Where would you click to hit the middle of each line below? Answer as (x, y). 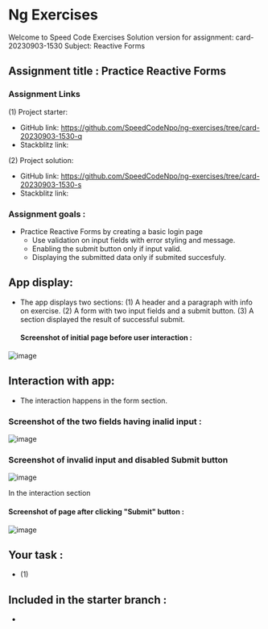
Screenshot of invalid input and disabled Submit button (118, 459)
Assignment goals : (47, 214)
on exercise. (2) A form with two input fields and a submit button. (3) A (137, 310)
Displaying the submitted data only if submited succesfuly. (129, 257)
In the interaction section (49, 493)
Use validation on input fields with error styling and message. (134, 240)
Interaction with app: (62, 381)
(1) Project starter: (38, 111)
